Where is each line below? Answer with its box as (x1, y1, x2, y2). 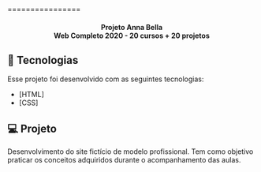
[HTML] (18, 90, 45, 99)
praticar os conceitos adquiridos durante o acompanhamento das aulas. (7, 155, 241, 165)
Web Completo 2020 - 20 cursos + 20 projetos (53, 31, 211, 40)
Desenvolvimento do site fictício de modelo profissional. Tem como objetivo (7, 147, 254, 156)
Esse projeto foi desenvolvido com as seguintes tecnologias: (7, 74, 204, 84)
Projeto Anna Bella (100, 22, 163, 32)
